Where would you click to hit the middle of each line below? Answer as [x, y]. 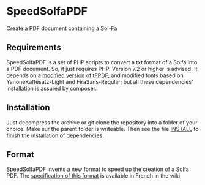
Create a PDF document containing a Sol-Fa [62, 28]
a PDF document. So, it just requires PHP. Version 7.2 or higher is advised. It [102, 69]
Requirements [34, 47]
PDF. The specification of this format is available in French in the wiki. [94, 176]
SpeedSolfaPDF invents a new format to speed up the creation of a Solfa [98, 169]
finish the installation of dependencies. [55, 135]
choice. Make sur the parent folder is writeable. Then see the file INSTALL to [102, 129]
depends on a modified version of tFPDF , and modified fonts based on [95, 75]
